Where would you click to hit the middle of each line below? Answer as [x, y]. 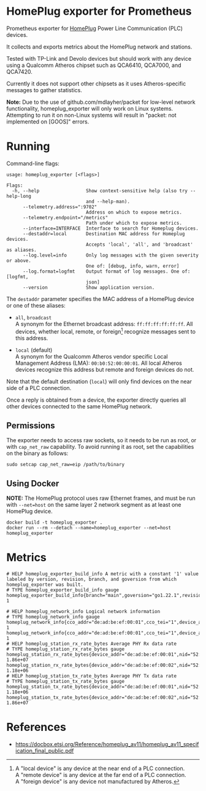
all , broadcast [33, 317]
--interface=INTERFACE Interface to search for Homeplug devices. [111, 228]
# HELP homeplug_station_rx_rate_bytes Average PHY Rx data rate [91, 644]
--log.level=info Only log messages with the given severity [111, 255]
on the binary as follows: [37, 453]
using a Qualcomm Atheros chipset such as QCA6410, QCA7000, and [94, 65]
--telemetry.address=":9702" [60, 207]
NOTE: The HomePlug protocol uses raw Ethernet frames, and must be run [101, 498]
